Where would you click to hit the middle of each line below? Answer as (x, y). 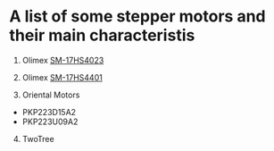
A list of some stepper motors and (137, 17)
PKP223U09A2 (50, 122)
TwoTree (38, 138)
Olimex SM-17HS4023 (63, 60)
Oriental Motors (51, 95)
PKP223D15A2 (49, 112)
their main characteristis (102, 35)
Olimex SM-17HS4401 (62, 77)
